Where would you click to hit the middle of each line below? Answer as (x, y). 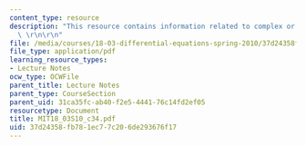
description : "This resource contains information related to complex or (153, 26)
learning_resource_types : (58, 60)
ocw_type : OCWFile (44, 77)
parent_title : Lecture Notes (65, 85)
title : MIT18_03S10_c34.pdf (63, 119)
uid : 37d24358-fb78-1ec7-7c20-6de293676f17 (93, 128)
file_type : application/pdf (63, 52)
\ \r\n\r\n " (41, 34)
